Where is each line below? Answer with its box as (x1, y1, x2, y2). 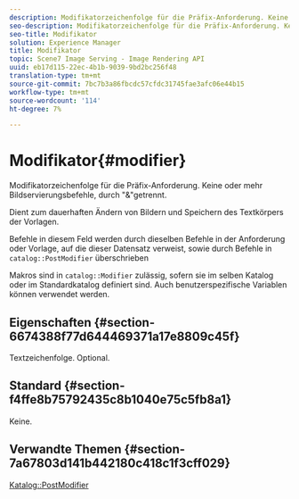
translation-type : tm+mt (9, 71, 101, 80)
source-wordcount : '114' (9, 96, 101, 105)
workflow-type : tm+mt (9, 87, 90, 96)
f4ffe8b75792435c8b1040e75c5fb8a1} (9, 392, 232, 407)
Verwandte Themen (9, 442, 122, 457)
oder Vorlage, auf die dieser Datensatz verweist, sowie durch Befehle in (9, 243, 272, 254)
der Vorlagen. (9, 216, 60, 228)
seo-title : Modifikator (9, 29, 98, 38)
